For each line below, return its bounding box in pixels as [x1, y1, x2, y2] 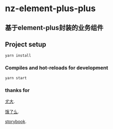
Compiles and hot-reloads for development [5, 64, 109, 71]
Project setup [5, 40, 47, 49]
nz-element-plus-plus [5, 3, 96, 14]
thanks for [5, 87, 30, 93]
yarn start [5, 75, 27, 80]
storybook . [5, 118, 27, 124]
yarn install [5, 53, 31, 58]
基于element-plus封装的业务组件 [5, 23, 104, 32]
